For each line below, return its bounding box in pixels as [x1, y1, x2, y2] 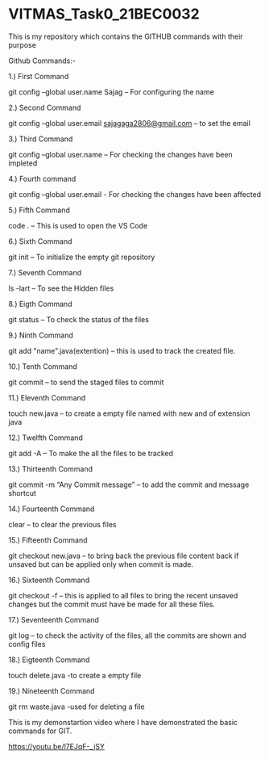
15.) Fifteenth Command [8, 535, 88, 545]
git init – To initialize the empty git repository [8, 252, 155, 262]
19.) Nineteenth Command [8, 686, 95, 695]
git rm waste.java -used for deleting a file [8, 702, 145, 711]
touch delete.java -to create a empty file [8, 670, 142, 680]
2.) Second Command [8, 103, 81, 112]
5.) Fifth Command [8, 205, 71, 215]
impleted [8, 158, 38, 168]
